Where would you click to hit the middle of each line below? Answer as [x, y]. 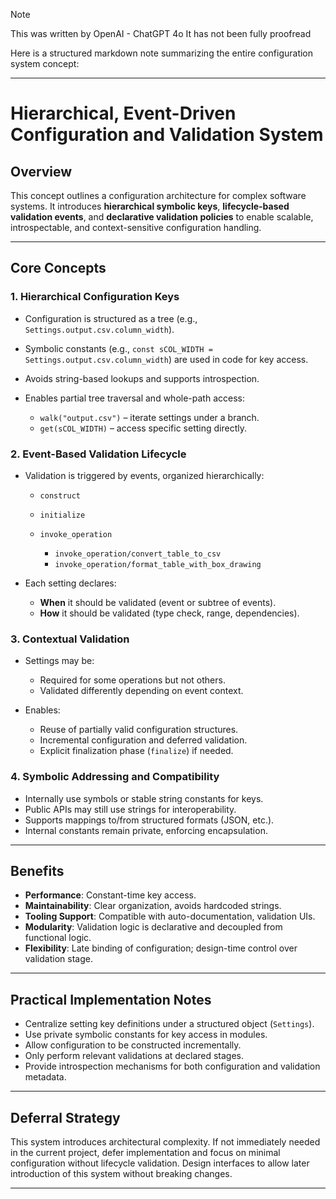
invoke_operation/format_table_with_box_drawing [158, 564]
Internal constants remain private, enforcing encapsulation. [146, 830]
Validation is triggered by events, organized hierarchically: [144, 475]
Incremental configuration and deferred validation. [143, 740]
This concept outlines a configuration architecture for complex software [158, 195]
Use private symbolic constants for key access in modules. [146, 1035]
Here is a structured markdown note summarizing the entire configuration [162, 53]
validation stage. [58, 959]
